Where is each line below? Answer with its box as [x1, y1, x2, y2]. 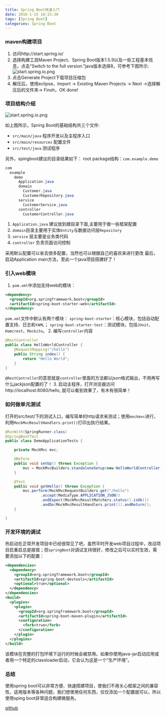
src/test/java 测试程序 [12, 145, 60, 151]
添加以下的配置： [9, 553, 44, 559]
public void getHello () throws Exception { [14, 484, 105, 489]
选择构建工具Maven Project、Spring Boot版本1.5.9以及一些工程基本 [12, 56, 149, 62]
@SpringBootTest [5, 434, 39, 439]
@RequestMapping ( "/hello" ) [14, 347, 70, 352]
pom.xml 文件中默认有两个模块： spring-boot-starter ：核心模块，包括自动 [5, 316, 155, 322]
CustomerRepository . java [23, 193, 74, 198]
